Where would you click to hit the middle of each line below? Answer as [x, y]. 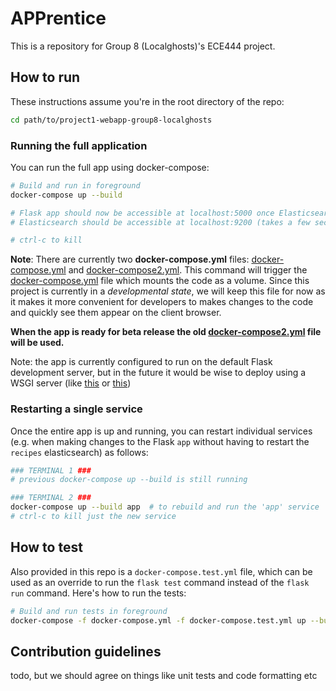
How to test [46, 547]
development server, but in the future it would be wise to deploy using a [158, 373]
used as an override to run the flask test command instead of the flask [160, 582]
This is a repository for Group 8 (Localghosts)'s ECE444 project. [143, 46]
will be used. [37, 343]
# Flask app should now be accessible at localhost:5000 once [142, 213]
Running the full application [79, 145]
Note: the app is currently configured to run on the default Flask [141, 362]
